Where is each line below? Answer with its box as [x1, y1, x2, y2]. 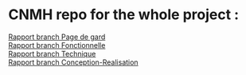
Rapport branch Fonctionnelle [8, 40, 106, 49]
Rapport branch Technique [8, 49, 96, 58]
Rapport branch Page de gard [8, 32, 106, 41]
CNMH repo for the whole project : [8, 6, 240, 24]
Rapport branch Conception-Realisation [8, 57, 139, 67]
